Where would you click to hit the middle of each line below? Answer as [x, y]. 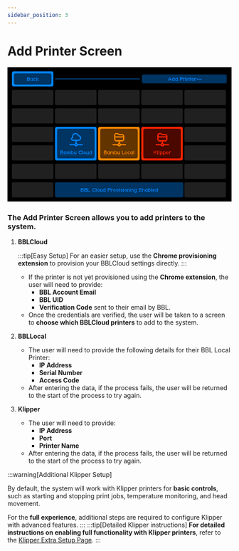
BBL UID [51, 300]
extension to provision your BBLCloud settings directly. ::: [102, 263]
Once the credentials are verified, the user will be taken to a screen [127, 315]
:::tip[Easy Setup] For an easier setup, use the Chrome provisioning [117, 256]
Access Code [59, 380]
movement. [24, 504]
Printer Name [59, 446]
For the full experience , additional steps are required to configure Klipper [115, 518]
